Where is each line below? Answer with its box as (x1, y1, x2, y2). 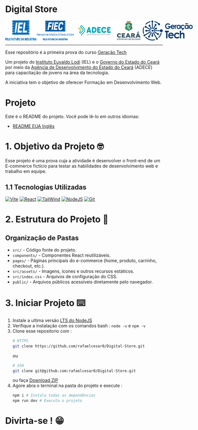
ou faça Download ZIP (12, 377, 58, 383)
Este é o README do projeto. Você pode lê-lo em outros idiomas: (5, 114, 139, 120)
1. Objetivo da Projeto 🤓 (5, 141, 104, 152)
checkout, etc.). (12, 263, 45, 269)
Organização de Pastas (5, 234, 79, 242)
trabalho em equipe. (5, 168, 46, 174)
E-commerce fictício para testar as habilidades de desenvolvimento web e (5, 163, 158, 169)
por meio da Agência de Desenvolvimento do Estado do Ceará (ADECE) (5, 64, 152, 71)
